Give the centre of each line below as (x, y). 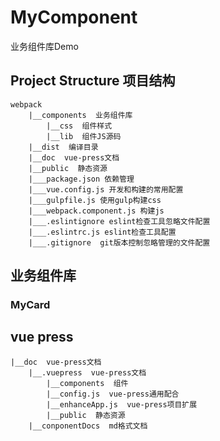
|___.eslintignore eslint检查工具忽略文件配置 (119, 221)
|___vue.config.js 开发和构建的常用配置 (106, 189)
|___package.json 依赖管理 (81, 179)
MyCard (30, 305)
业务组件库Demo (44, 46)
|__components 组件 (87, 383)
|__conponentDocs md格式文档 (88, 426)
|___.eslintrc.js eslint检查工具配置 (102, 232)
